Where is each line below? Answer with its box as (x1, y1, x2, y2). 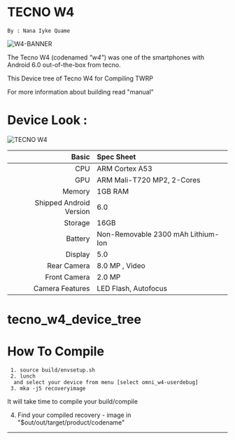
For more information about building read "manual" (7, 87, 154, 96)
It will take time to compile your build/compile (7, 397, 138, 406)
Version (64, 206, 90, 216)
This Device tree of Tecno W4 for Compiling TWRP (7, 74, 154, 83)
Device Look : (7, 113, 87, 128)
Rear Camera (46, 260, 90, 270)
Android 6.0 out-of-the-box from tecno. (7, 60, 121, 69)
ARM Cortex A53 (97, 164, 152, 173)
